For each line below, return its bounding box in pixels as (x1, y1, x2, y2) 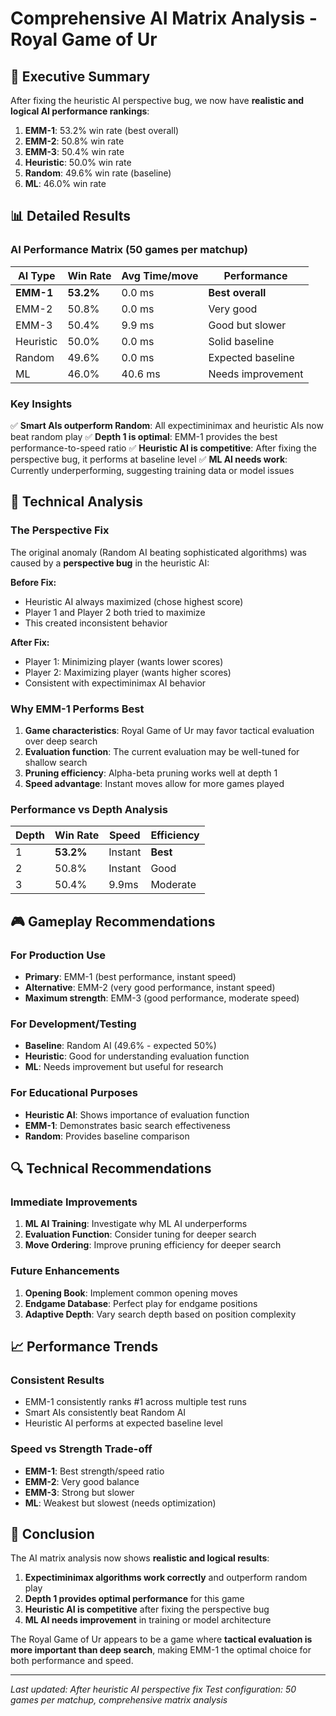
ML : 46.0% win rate (24, 178, 107, 189)
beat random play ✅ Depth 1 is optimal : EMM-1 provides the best (10, 430, 278, 442)
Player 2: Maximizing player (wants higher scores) (24, 666, 232, 678)
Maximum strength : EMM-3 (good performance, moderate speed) (24, 992, 300, 1004)
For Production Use (10, 948, 107, 962)
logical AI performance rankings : (10, 105, 150, 117)
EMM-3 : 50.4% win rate (24, 146, 125, 157)
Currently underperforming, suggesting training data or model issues (10, 464, 295, 476)
